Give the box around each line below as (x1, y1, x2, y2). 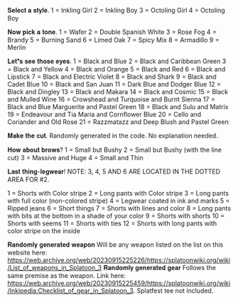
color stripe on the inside (7, 227, 80, 235)
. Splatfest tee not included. (133, 286, 214, 295)
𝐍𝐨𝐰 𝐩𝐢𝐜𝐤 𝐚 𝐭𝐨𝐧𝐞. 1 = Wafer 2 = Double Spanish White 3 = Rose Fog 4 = (7, 28, 217, 36)
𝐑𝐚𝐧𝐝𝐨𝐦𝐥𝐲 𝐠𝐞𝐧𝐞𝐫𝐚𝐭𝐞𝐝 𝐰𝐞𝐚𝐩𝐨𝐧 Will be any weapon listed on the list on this (7, 240, 224, 249)
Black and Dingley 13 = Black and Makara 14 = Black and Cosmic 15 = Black (7, 88, 229, 96)
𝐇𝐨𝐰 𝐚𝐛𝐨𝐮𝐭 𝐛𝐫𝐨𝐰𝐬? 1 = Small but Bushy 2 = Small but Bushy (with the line (7, 145, 222, 154)
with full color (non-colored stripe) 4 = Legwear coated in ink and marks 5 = (7, 196, 230, 205)
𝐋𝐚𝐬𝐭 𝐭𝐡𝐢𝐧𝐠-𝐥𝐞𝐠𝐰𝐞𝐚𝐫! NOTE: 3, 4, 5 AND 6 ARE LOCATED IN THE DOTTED (7, 167, 221, 176)
